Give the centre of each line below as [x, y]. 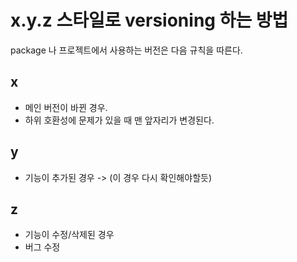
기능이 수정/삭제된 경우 [69, 235]
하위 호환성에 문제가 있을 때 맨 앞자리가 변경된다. [119, 120]
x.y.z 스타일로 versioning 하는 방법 [149, 20]
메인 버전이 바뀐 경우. [66, 107]
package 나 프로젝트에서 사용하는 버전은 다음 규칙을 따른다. [126, 50]
